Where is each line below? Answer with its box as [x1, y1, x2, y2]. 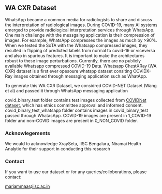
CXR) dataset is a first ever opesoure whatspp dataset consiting [5, 68, 133, 74]
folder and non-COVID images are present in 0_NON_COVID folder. [5, 118, 138, 123]
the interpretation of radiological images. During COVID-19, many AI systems [5, 22, 158, 28]
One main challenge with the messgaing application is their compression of [5, 32, 155, 38]
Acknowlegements [5, 130, 51, 136]
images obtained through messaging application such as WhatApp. [14, 73, 147, 79]
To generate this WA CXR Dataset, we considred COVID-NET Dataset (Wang [5, 82, 157, 89]
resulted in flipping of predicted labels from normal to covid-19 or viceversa [5, 47, 156, 53]
